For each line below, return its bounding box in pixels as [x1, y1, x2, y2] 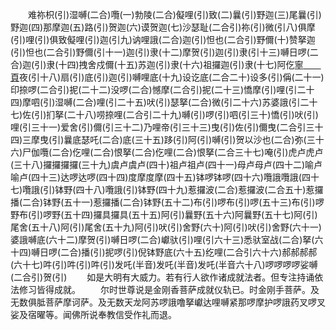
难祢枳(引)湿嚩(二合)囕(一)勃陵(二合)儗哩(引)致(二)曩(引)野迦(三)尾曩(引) [27, 9, 322, 20]
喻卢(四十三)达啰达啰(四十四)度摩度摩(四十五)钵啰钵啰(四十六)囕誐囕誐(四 [10, 171, 311, 183]
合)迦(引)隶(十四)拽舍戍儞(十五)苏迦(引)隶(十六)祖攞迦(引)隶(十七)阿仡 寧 [10, 59, 304, 70]
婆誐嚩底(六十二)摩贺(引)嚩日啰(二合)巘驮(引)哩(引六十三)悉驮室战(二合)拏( [10, 234, 315, 245]
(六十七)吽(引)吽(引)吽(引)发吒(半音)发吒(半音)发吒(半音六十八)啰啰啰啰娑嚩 [10, 259, 318, 270]
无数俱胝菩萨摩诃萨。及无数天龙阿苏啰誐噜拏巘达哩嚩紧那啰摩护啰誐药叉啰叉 [10, 296, 326, 308]
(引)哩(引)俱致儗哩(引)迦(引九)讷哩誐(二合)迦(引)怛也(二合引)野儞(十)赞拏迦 [10, 34, 316, 45]
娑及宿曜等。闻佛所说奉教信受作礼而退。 [10, 309, 177, 320]
